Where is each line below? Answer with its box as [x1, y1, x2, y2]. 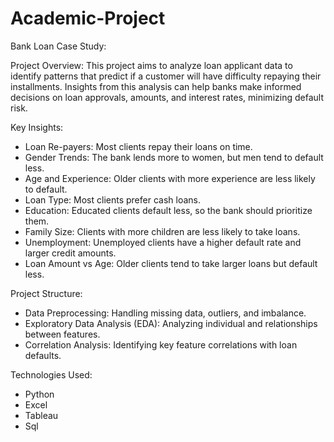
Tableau [24, 409, 59, 421]
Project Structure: [10, 287, 83, 299]
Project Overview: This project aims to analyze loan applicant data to [10, 59, 293, 71]
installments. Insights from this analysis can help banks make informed [10, 80, 302, 92]
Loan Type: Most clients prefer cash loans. [24, 193, 201, 206]
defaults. [24, 349, 62, 361]
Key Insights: [10, 121, 64, 133]
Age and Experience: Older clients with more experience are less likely [24, 172, 316, 184]
